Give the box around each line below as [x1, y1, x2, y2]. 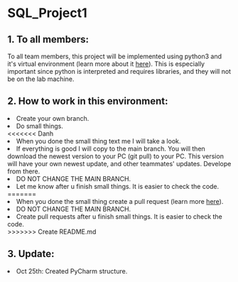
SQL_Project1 [7, 5, 87, 21]
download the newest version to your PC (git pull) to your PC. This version [7, 151, 224, 161]
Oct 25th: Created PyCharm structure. [16, 266, 128, 275]
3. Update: [7, 248, 55, 260]
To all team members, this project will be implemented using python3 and [7, 52, 222, 60]
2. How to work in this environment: [7, 95, 168, 107]
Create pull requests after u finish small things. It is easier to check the [16, 212, 222, 221]
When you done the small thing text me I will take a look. [16, 136, 181, 145]
